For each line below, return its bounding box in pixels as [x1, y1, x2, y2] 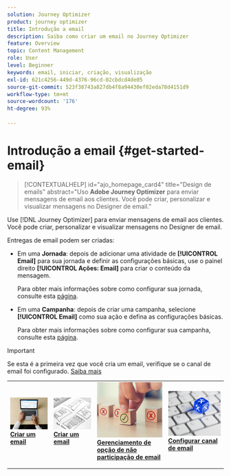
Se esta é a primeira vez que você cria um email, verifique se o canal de [7, 359, 211, 367]
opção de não [97, 446, 137, 454]
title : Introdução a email [7, 25, 85, 32]
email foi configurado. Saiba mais [7, 367, 102, 375]
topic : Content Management [7, 47, 85, 54]
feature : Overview [7, 40, 60, 47]
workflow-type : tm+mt [7, 91, 69, 98]
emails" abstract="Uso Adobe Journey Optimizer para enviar [23, 188, 199, 196]
